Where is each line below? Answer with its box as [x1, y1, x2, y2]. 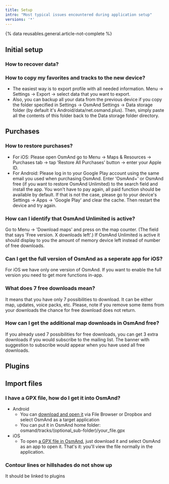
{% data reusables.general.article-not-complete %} [5, 31, 112, 37]
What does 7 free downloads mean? [5, 285, 95, 292]
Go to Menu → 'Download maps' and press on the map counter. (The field [5, 226, 159, 232]
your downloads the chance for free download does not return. [5, 307, 136, 313]
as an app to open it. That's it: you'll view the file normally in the [20, 443, 153, 450]
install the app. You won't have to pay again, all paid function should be [12, 186, 161, 192]
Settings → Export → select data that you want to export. [12, 91, 131, 97]
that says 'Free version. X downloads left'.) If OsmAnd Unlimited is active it [5, 231, 160, 238]
